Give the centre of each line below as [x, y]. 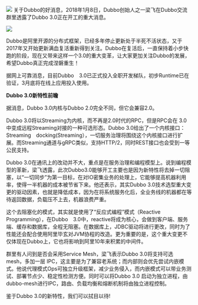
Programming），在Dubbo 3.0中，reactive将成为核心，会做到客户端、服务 [97, 219]
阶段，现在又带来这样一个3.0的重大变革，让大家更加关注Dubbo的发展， [103, 55]
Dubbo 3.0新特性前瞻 [32, 95]
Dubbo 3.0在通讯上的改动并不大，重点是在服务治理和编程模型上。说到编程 [96, 163]
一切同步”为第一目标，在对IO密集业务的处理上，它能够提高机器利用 [105, 177]
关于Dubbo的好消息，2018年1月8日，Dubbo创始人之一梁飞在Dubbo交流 [100, 10]
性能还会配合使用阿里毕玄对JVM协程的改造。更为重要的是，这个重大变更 [94, 234]
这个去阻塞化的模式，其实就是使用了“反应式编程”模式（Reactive [83, 212]
